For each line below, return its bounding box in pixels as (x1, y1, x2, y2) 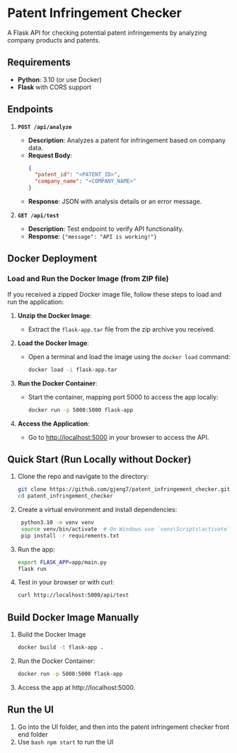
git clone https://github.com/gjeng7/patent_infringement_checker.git (17, 486, 231, 493)
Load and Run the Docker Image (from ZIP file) (7, 274, 169, 284)
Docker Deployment (7, 253, 98, 265)
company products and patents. (7, 35, 100, 44)
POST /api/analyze (17, 123, 72, 130)
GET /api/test (17, 213, 59, 220)
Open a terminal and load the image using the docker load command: (28, 352, 231, 361)
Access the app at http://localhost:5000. (17, 683, 136, 691)
